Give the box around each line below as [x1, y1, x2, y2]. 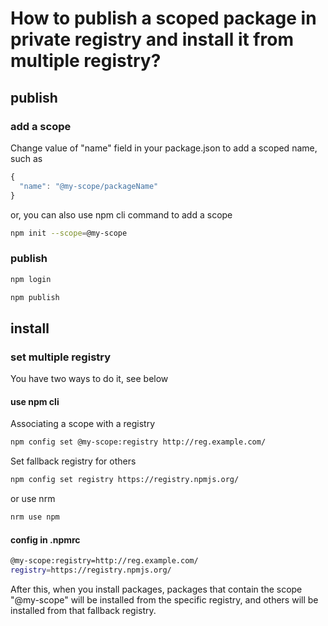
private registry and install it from [10, 28, 294, 51]
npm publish [10, 292, 60, 302]
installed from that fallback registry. [10, 604, 157, 616]
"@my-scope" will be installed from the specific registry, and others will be [10, 593, 319, 606]
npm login [10, 274, 52, 284]
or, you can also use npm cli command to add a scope [10, 208, 233, 221]
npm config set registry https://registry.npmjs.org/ [10, 475, 240, 485]
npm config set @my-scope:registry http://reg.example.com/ [10, 437, 267, 447]
